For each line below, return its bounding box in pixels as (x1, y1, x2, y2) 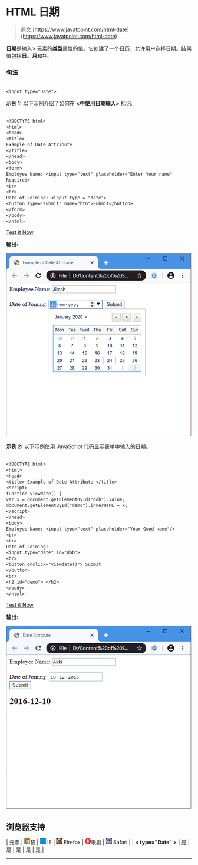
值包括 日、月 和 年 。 (6, 52, 53, 59)
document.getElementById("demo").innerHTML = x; (6, 502, 128, 509)
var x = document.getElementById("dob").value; (6, 496, 126, 503)
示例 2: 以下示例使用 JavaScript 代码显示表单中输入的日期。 (6, 443, 151, 450)
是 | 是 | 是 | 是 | (6, 846, 44, 853)
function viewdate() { (6, 491, 62, 497)
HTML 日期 (6, 5, 60, 19)
